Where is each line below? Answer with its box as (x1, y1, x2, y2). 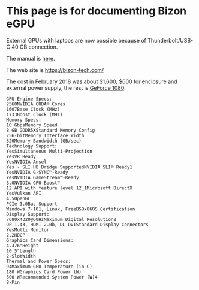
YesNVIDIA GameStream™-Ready (6, 174, 79, 180)
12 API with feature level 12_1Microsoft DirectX (6, 185, 133, 191)
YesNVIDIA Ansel (6, 159, 47, 165)
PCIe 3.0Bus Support (6, 201, 58, 207)
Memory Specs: (6, 117, 42, 123)
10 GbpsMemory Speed (6, 122, 58, 128)
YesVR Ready (6, 153, 36, 159)
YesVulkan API (6, 190, 42, 196)
